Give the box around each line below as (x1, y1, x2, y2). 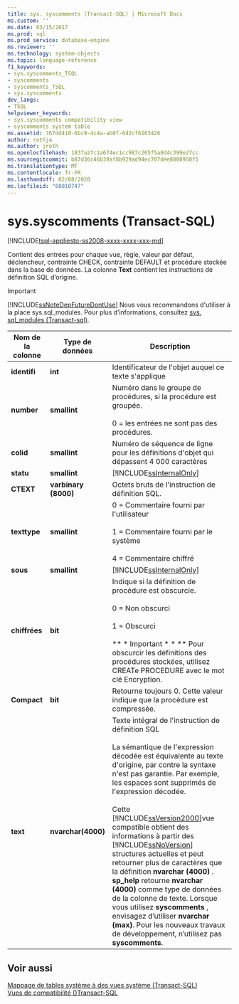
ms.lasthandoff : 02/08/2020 (7, 176, 91, 183)
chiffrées (11, 625, 43, 635)
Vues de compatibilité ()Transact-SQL (7, 988, 119, 997)
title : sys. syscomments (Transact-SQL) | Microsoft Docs (7, 10, 183, 18)
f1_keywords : (7, 63, 46, 70)
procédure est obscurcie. (112, 586, 196, 596)
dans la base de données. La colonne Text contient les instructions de (7, 265, 213, 274)
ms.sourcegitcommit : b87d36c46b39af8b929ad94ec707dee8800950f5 (7, 156, 199, 164)
